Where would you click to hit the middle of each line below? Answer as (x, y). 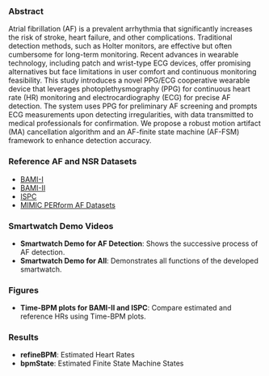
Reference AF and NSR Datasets (73, 162)
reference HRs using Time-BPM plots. (83, 316)
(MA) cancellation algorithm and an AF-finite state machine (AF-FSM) (124, 132)
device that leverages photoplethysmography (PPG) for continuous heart (129, 89)
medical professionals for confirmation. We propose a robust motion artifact (134, 124)
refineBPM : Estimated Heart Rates (77, 355)
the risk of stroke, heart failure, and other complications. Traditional (120, 37)
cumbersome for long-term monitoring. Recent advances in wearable (124, 55)
